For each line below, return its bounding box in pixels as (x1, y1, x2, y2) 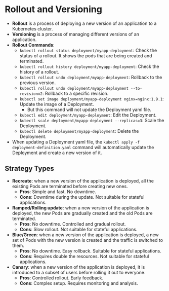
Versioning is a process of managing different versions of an (12, 31, 140, 37)
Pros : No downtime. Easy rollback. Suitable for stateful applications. (19, 247, 161, 254)
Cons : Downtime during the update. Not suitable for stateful (19, 194, 145, 200)
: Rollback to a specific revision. (42, 90, 109, 96)
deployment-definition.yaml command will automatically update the (12, 144, 154, 150)
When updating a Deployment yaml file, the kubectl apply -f (12, 138, 140, 145)
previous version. (19, 80, 56, 86)
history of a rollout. (19, 68, 59, 75)
